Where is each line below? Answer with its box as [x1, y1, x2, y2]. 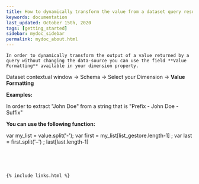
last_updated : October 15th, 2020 [6, 20, 92, 26]
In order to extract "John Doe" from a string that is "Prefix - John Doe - [6, 103, 179, 110]
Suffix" [6, 109, 23, 116]
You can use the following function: [6, 120, 96, 128]
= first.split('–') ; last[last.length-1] [6, 138, 89, 145]
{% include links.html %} [6, 173, 70, 179]
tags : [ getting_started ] [6, 25, 68, 31]
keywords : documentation [6, 14, 68, 20]
